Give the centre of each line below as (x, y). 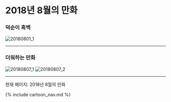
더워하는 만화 (20, 58)
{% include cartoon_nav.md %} (38, 94)
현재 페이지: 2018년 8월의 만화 (35, 84)
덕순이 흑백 (18, 27)
